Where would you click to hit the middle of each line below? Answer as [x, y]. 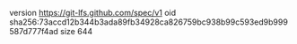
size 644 [76, 31]
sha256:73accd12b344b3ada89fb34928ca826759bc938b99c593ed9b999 [149, 22]
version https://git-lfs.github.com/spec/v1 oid [93, 13]
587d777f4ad [34, 31]
